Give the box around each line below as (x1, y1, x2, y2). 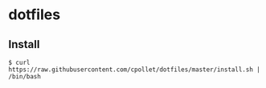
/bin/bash (8, 73, 42, 81)
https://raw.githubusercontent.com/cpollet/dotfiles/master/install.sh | (8, 66, 261, 74)
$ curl (8, 58, 31, 66)
